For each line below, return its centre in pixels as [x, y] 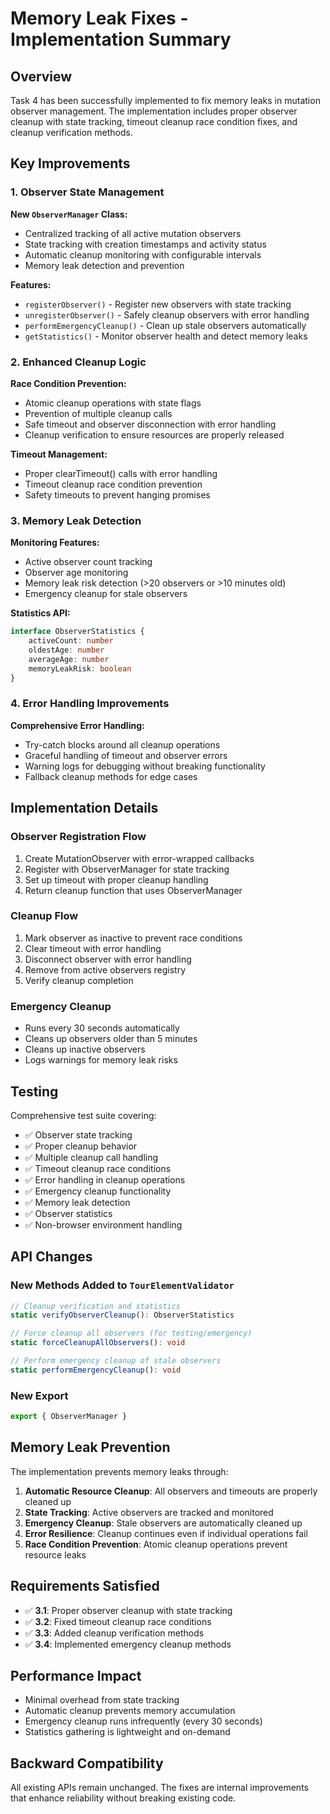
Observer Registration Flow [78, 837]
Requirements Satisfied [85, 1586]
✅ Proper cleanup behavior [81, 1146]
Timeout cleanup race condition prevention [113, 484]
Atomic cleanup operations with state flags [113, 403]
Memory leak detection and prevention [104, 265]
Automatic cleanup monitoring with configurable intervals [143, 254]
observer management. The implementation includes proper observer [154, 111]
